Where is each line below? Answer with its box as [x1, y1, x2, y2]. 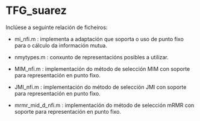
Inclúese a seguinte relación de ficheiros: [5, 24, 108, 31]
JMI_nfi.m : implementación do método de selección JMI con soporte [14, 83, 187, 91]
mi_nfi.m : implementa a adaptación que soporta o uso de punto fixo [14, 35, 184, 42]
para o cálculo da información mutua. [14, 42, 108, 49]
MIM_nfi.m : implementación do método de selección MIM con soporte [14, 65, 190, 73]
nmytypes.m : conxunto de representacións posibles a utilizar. [14, 53, 169, 60]
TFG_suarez [5, 4, 67, 18]
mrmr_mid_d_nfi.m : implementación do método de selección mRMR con [14, 101, 195, 109]
